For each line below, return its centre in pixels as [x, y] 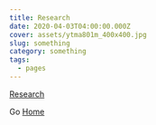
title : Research [40, 18]
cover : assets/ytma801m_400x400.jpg [78, 34]
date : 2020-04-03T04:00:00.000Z [70, 26]
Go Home [27, 111]
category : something [48, 52]
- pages [32, 69]
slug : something [40, 43]
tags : [19, 60]
